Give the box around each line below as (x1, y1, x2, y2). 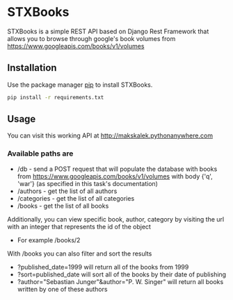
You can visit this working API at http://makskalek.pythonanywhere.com (7, 131, 214, 140)
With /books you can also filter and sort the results (7, 249, 152, 258)
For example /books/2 (17, 235, 81, 244)
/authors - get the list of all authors (17, 187, 118, 195)
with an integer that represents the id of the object (7, 222, 152, 231)
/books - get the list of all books (17, 201, 109, 210)
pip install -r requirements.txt (7, 94, 104, 101)
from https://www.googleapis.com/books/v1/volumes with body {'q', (17, 172, 214, 181)
